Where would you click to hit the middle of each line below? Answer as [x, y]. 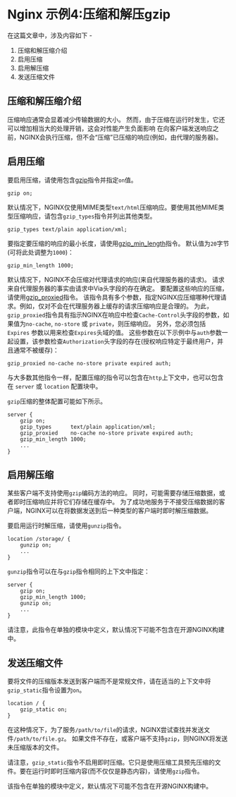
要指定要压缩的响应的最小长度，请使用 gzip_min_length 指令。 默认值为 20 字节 [118, 243]
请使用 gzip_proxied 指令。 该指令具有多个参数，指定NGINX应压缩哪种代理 [114, 297]
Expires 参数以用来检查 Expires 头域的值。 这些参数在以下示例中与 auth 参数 [114, 332]
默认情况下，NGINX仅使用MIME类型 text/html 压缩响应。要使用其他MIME [113, 207]
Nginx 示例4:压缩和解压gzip [89, 14]
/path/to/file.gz [39, 739]
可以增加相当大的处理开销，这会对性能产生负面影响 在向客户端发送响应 [110, 128]
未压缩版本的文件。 [35, 748]
